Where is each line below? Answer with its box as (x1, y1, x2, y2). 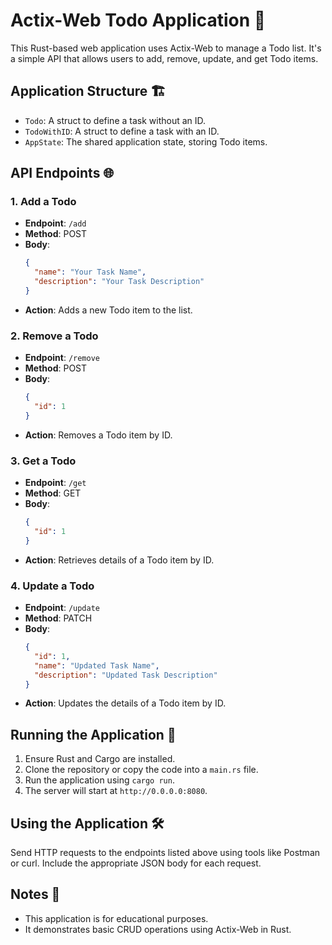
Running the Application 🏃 (10, 726, 177, 743)
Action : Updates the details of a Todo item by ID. (24, 697, 227, 709)
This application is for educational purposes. (24, 912, 209, 924)
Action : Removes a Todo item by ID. (24, 429, 173, 441)
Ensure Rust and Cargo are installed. (24, 753, 176, 765)
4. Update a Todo (10, 579, 95, 593)
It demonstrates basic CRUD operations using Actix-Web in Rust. (24, 923, 292, 935)
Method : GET (24, 487, 82, 499)
